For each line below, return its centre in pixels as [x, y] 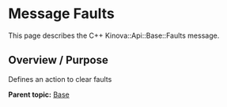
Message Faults [61, 14]
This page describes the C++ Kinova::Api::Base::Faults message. [114, 35]
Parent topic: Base [39, 94]
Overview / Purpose [59, 60]
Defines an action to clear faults [60, 79]
